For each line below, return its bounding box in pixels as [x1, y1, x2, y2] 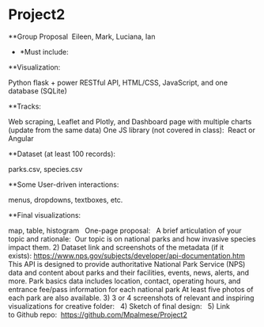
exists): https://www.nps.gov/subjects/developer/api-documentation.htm [8, 251, 245, 260]
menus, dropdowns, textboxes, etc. [8, 195, 123, 204]
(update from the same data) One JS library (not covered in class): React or [8, 125, 255, 135]
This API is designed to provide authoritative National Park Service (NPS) [8, 259, 246, 268]
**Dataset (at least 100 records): [8, 149, 116, 158]
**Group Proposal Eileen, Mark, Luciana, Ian [8, 32, 156, 41]
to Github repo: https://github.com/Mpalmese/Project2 [8, 310, 187, 319]
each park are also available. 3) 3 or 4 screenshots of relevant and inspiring [8, 293, 255, 302]
